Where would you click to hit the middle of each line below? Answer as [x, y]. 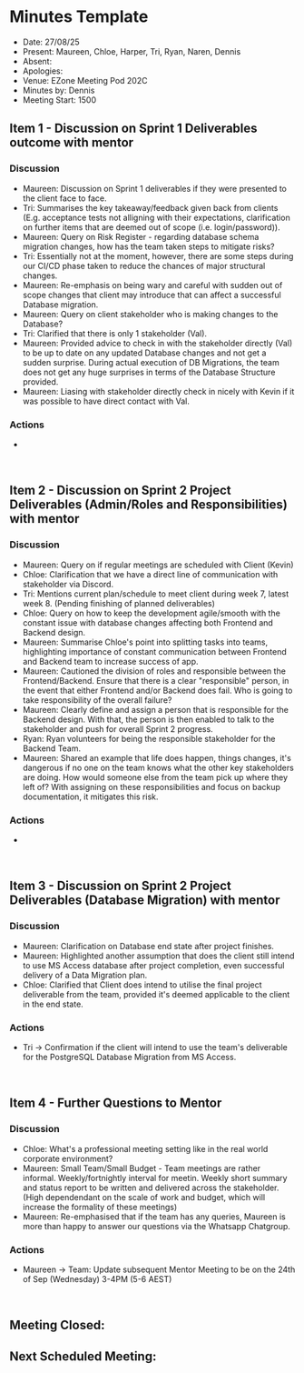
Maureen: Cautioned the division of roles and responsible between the [154, 671]
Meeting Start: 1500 [59, 100]
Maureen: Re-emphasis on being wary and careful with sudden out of [152, 285]
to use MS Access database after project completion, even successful [153, 965]
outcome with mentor [72, 143]
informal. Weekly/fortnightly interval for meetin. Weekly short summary [155, 1178]
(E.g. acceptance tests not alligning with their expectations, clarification [156, 217]
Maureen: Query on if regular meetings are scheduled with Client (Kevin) [158, 565]
